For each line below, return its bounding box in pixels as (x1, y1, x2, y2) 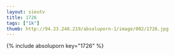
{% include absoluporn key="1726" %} (6, 42, 104, 50)
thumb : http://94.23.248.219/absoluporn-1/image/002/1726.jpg (6, 25, 169, 32)
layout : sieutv (6, 8, 45, 15)
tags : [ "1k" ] (6, 20, 40, 26)
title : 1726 (6, 15, 37, 21)
